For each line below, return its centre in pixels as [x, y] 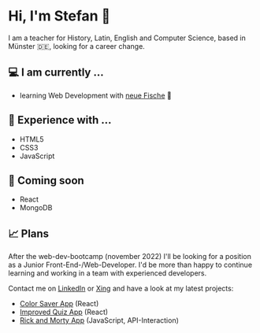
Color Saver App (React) [59, 304]
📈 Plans [29, 233]
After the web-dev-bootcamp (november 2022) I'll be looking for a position [130, 257]
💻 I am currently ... [56, 73]
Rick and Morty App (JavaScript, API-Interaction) [99, 320]
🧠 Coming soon [46, 180]
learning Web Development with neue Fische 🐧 [95, 95]
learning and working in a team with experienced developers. [108, 273]
